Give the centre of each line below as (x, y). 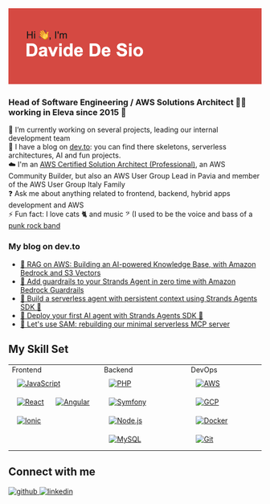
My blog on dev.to (44, 247)
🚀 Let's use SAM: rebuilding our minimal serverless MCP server (125, 324)
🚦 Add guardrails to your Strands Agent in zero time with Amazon (128, 281)
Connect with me (52, 472)
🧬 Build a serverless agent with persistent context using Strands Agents (139, 298)
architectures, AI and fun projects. (65, 155)
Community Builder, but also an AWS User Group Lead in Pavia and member (134, 176)
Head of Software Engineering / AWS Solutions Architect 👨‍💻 (127, 102)
